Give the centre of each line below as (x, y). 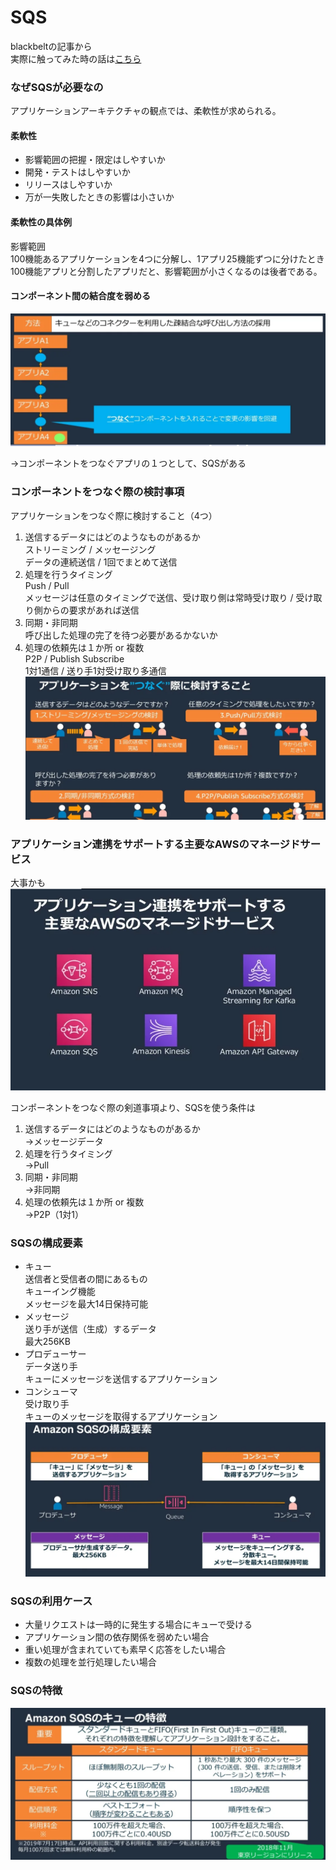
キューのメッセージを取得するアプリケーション (121, 1417)
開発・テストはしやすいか (77, 172)
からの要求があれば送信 (91, 610)
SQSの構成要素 (46, 1243)
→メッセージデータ (64, 1142)
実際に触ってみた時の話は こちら (76, 58)
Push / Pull (47, 585)
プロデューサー (55, 1354)
